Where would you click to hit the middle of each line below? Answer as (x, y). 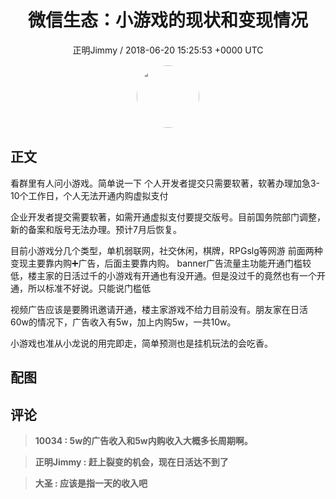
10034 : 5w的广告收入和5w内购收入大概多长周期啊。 (143, 440)
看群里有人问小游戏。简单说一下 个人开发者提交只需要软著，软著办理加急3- (165, 183)
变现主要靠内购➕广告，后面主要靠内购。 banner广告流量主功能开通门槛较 (161, 263)
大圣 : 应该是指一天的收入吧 (91, 483)
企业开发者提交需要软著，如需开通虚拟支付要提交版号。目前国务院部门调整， (168, 217)
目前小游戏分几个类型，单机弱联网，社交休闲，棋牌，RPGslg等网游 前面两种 (166, 250)
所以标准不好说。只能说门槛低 (89, 288)
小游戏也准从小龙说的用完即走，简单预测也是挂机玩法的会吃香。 (141, 343)
